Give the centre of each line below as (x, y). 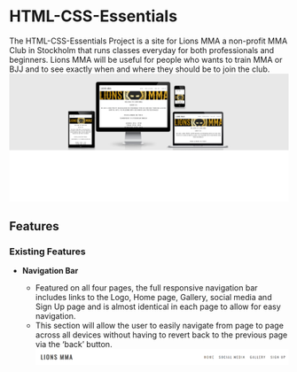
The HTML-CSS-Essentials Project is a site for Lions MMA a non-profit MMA (148, 41)
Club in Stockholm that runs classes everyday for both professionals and (142, 50)
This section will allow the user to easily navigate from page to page (159, 326)
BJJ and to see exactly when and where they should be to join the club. (140, 69)
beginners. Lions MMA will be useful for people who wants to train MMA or (146, 59)
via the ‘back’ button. (74, 345)
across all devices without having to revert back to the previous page (161, 335)
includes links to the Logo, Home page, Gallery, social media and (153, 298)
